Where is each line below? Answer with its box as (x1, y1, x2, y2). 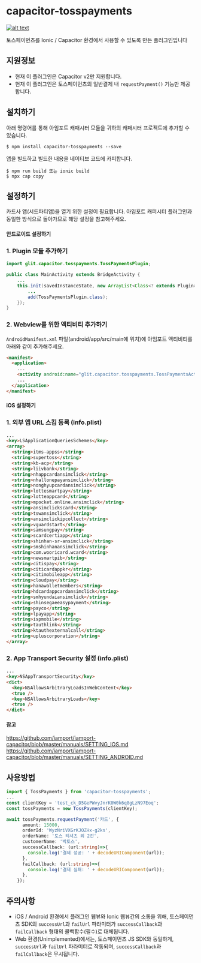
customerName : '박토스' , (22, 839, 81, 845)
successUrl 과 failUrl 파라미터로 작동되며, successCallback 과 (14, 943, 162, 950)
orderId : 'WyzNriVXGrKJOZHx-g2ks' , (22, 827, 111, 833)
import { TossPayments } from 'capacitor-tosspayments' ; (6, 789, 151, 795)
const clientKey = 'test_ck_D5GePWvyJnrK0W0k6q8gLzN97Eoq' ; (6, 800, 160, 806)
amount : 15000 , (22, 822, 60, 828)
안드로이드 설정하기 (6, 230, 51, 238)
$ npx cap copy (6, 173, 44, 179)
